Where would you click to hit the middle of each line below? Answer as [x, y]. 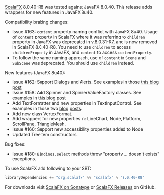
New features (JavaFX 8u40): [35, 73]
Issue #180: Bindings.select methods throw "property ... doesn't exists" [86, 154]
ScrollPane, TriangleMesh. [39, 124]
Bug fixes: [15, 144]
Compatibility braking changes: [37, 22]
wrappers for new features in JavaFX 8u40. [49, 12]
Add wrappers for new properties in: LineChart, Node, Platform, [77, 119]
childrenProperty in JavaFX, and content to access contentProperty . [82, 52]
